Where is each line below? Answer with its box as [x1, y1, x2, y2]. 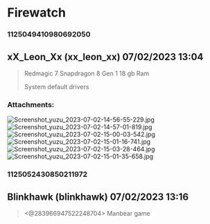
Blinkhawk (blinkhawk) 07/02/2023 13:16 [7, 191, 189, 203]
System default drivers [24, 82, 89, 91]
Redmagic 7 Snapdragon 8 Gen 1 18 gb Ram [24, 69, 150, 77]
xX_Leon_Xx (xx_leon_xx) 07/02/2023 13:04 [7, 50, 204, 63]
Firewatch [7, 5, 66, 21]
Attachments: [7, 100, 55, 109]
